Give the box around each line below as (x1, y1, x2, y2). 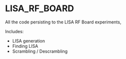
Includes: (5, 28, 24, 34)
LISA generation (12, 38, 45, 44)
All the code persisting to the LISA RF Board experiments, (5, 19, 122, 25)
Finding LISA (12, 43, 38, 49)
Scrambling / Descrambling (12, 48, 68, 54)
